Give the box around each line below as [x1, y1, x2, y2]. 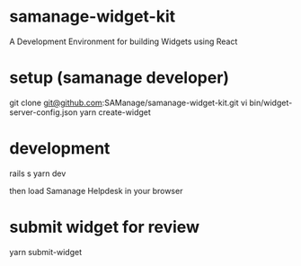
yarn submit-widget [9, 246, 83, 257]
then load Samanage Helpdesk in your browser [9, 185, 183, 196]
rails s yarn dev [9, 168, 66, 179]
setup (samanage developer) [9, 67, 230, 88]
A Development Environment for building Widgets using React [9, 36, 238, 47]
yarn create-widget [79, 106, 151, 118]
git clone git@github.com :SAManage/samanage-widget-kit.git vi [9, 97, 248, 108]
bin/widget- [249, 97, 293, 108]
